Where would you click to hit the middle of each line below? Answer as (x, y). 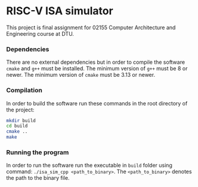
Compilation (24, 91)
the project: (20, 110)
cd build (17, 126)
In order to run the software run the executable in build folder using (89, 166)
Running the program (38, 152)
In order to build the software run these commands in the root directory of (97, 103)
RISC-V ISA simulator (60, 11)
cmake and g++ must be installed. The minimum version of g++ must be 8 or (97, 68)
